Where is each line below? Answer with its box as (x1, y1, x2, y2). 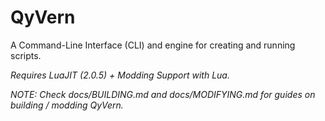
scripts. (10, 49, 42, 61)
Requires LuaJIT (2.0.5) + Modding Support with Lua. (10, 69, 230, 81)
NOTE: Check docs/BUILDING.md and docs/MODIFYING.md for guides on (10, 88, 316, 100)
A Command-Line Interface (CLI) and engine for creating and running (10, 39, 296, 51)
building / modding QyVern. (10, 99, 124, 111)
